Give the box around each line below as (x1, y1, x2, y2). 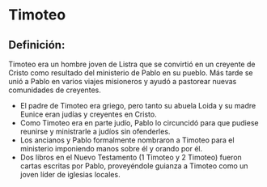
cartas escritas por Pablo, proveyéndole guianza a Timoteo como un (19, 161, 248, 171)
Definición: (8, 38, 66, 52)
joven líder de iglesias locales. (19, 170, 121, 179)
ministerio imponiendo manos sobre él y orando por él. (19, 144, 203, 153)
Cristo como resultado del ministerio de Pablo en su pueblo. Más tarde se (8, 68, 253, 78)
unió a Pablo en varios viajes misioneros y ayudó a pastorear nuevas (8, 77, 237, 86)
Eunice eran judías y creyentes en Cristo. (19, 109, 157, 119)
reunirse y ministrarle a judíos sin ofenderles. (19, 127, 171, 136)
